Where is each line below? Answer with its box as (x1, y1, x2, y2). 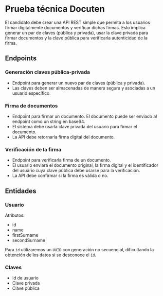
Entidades (5, 187, 36, 195)
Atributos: (5, 212, 25, 218)
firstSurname (12, 232, 38, 238)
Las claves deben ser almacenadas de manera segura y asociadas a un (12, 85, 156, 91)
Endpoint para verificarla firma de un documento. (12, 157, 111, 163)
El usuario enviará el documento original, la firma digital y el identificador (12, 162, 159, 168)
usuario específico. (12, 90, 51, 96)
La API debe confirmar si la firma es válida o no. (12, 173, 109, 178)
